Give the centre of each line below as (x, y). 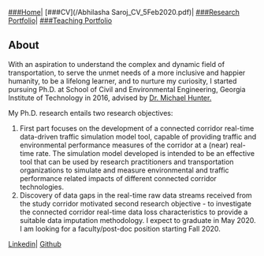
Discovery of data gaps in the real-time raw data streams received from (136, 195)
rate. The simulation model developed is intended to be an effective (145, 153)
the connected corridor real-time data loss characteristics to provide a (134, 212)
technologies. (42, 187)
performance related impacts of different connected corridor (118, 178)
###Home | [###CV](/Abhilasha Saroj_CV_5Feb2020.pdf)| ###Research (124, 12)
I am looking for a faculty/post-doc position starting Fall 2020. (120, 228)
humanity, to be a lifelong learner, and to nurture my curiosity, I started (123, 81)
